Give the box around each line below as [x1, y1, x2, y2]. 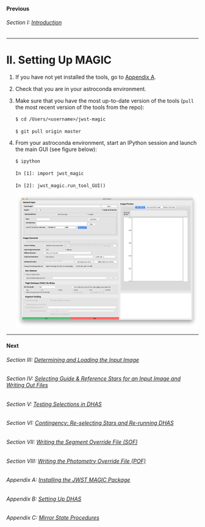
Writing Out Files [6, 381, 48, 389]
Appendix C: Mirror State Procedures [6, 514, 99, 521]
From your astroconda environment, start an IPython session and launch [15, 139, 197, 146]
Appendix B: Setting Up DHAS [6, 495, 82, 503]
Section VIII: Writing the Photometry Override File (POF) [6, 457, 146, 465]
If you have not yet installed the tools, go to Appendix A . [15, 73, 157, 81]
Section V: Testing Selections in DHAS [6, 400, 102, 408]
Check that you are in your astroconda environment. [15, 85, 146, 92]
